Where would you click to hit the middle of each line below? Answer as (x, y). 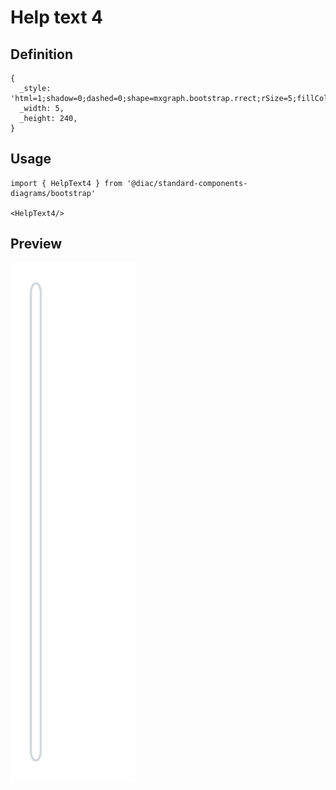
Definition (41, 54)
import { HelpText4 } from (66, 183)
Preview (36, 244)
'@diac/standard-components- (187, 183)
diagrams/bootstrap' (53, 193)
